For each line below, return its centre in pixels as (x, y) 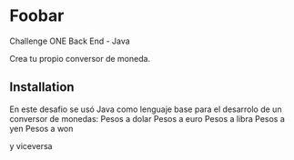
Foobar (37, 16)
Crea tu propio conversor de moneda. (80, 58)
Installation (42, 87)
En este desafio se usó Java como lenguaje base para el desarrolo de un (146, 109)
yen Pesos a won (41, 128)
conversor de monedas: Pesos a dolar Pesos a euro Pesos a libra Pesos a (147, 118)
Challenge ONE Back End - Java (70, 41)
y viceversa (31, 145)
